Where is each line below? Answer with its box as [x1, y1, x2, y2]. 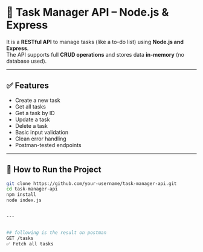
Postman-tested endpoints [14, 141, 82, 148]
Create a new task [14, 96, 60, 104]
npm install [6, 192, 36, 198]
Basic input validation [14, 128, 69, 136]
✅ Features [6, 81, 50, 91]
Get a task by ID [14, 109, 56, 116]
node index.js [6, 197, 42, 204]
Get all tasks [14, 102, 47, 110]
